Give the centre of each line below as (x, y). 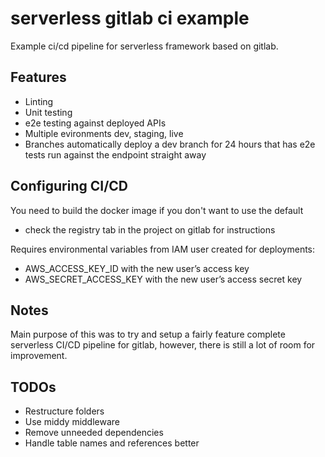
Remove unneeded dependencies (94, 433)
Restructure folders (64, 411)
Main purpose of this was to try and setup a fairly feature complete (148, 334)
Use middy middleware (72, 422)
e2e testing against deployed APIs (95, 123)
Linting (39, 101)
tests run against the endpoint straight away (115, 154)
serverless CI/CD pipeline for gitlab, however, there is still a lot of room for (163, 345)
